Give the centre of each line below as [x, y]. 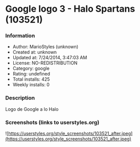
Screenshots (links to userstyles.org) [52, 122]
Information [20, 36]
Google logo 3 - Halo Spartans [70, 9]
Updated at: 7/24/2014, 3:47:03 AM [50, 58]
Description [20, 98]
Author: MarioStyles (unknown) [46, 47]
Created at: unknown [35, 52]
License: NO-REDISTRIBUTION [45, 63]
